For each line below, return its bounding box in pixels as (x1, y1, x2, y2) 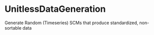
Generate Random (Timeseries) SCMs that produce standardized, (4, 20, 139, 26)
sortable (4, 25, 22, 31)
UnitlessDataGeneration (4, 3, 106, 15)
